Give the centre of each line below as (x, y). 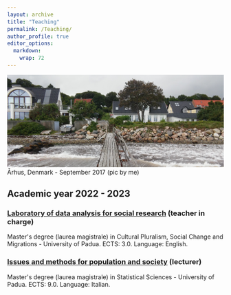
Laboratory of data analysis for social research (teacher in (106, 213)
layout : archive (30, 14)
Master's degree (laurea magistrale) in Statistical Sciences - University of (111, 277)
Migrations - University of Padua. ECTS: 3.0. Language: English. (97, 244)
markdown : (27, 51)
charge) (21, 221)
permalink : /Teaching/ (40, 29)
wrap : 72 (32, 58)
